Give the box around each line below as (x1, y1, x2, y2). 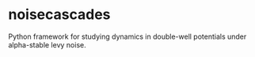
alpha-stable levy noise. (8, 40, 86, 49)
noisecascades (8, 6, 111, 24)
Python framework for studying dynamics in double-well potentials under (8, 32, 247, 41)
